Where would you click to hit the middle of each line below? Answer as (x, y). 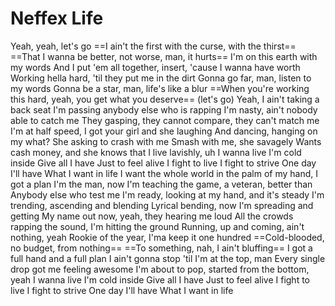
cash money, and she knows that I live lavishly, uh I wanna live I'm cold (156, 152)
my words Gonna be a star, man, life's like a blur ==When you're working (160, 88)
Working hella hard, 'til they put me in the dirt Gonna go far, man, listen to (161, 78)
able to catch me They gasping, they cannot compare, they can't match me (165, 120)
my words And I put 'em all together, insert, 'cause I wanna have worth (155, 67)
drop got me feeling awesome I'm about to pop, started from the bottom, (160, 269)
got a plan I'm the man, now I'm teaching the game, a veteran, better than (161, 184)
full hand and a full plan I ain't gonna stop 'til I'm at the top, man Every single (168, 258)
